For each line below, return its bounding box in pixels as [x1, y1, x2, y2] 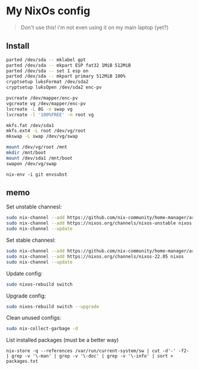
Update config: [6, 270, 43, 277]
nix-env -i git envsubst [6, 171, 68, 178]
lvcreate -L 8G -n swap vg [6, 106, 73, 112]
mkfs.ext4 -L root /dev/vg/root [6, 128, 86, 134]
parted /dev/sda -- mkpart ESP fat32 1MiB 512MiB [6, 62, 131, 68]
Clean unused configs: [6, 314, 62, 321]
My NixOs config [6, 4, 91, 18]
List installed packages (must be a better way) [6, 337, 119, 344]
